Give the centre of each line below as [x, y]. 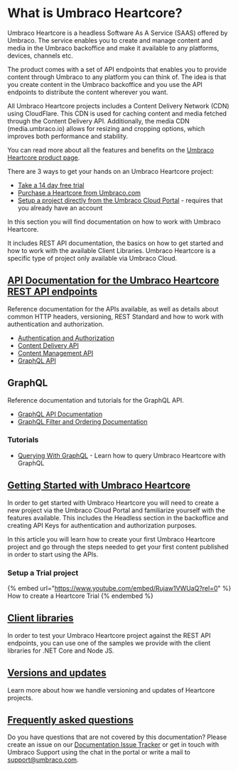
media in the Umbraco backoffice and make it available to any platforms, [113, 48]
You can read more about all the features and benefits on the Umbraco [111, 150]
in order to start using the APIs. [53, 554]
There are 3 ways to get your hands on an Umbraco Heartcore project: [110, 171]
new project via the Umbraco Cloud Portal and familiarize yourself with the [117, 510]
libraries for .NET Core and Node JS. [61, 651]
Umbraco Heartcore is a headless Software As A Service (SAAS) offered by [118, 33]
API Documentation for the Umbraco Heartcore [113, 280]
